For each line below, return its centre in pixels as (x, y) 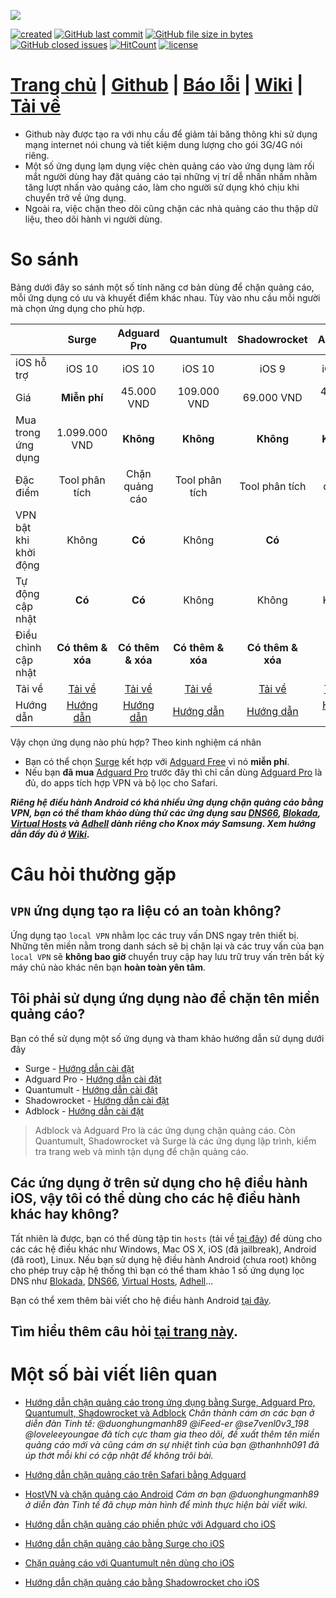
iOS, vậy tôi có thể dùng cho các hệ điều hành (155, 1198)
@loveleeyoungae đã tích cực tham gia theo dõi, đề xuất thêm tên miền (172, 1434)
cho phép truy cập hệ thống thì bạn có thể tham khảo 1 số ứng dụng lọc (157, 1270)
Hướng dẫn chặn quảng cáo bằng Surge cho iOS (124, 1543)
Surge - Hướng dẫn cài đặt (79, 1068)
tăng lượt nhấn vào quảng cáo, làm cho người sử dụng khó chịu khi (162, 187)
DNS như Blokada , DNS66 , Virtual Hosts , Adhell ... (112, 1281)
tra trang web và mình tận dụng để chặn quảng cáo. (141, 1151)
